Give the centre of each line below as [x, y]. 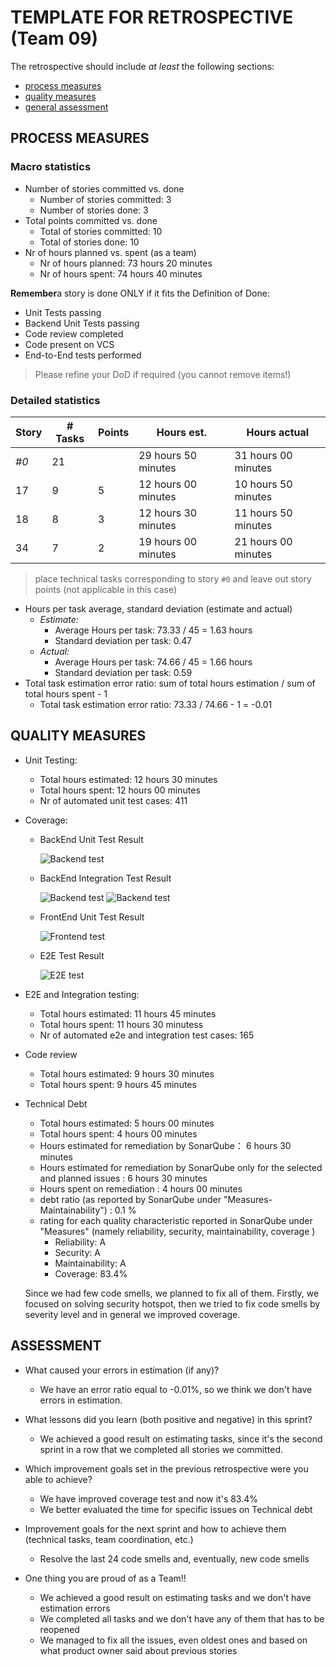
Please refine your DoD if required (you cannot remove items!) [163, 374]
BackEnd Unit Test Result [91, 839]
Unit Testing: [51, 760]
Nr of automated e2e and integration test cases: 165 [147, 1035]
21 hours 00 [263, 541]
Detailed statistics [55, 400]
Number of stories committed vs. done [104, 188]
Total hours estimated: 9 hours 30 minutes [127, 1073]
